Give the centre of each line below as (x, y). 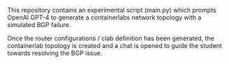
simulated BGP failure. (39, 25)
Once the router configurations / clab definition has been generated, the (111, 38)
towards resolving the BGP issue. (55, 53)
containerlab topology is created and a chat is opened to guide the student (114, 46)
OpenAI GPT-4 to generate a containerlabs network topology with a (104, 17)
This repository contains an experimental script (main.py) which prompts (112, 10)
